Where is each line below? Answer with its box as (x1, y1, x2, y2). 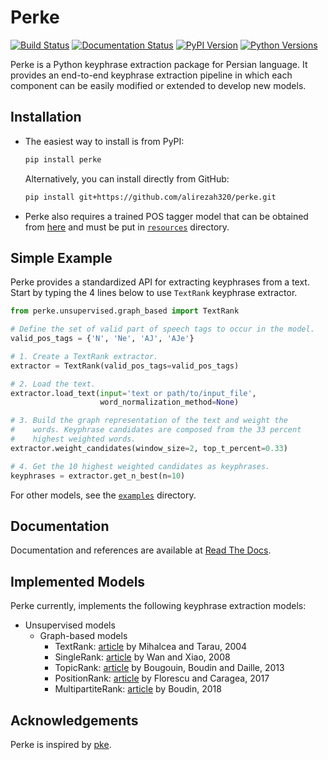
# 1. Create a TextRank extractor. (10, 351, 159, 361)
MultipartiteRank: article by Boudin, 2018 (54, 683, 222, 695)
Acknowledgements (10, 712, 139, 729)
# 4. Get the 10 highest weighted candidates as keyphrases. (10, 461, 271, 471)
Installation (10, 109, 82, 126)
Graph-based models (39, 630, 128, 642)
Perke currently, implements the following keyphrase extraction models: (10, 600, 307, 612)
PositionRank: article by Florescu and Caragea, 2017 (54, 672, 270, 685)
